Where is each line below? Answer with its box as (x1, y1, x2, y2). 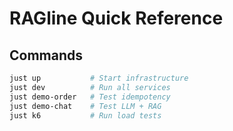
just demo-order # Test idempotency (9, 92, 171, 102)
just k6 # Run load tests (9, 110, 162, 121)
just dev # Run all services (9, 82, 171, 92)
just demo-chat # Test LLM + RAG (9, 101, 162, 111)
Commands (9, 47, 84, 64)
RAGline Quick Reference (9, 7, 224, 30)
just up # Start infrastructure (9, 73, 189, 83)
